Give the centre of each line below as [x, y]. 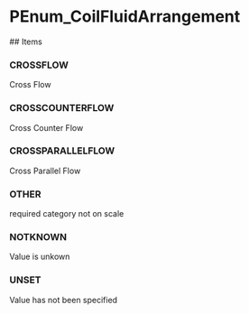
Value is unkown [40, 257]
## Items [26, 42]
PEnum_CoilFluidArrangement [125, 17]
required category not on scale [67, 214]
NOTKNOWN [38, 237]
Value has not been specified [64, 300]
